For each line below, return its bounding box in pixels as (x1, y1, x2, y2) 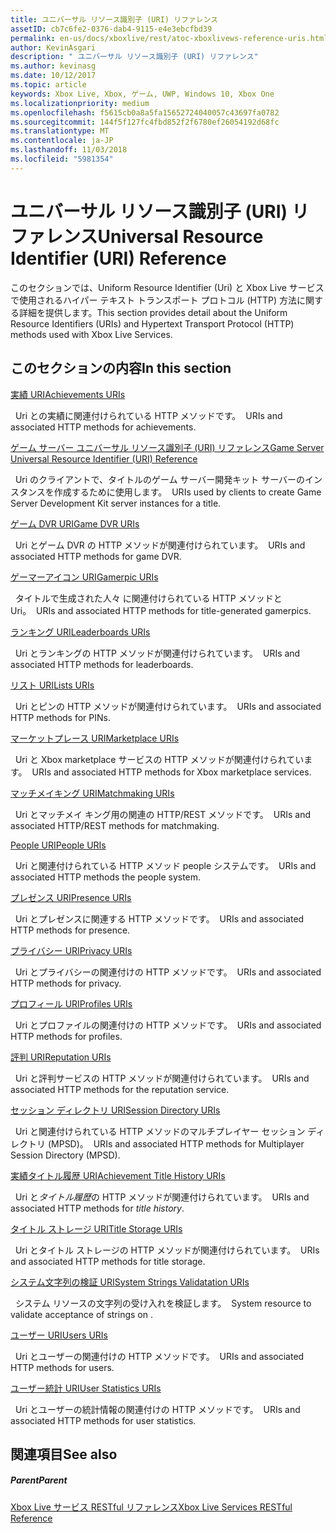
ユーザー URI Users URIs (10, 1329, 109, 1341)
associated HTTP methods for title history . (10, 1202, 185, 1214)
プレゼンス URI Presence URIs (10, 891, 132, 903)
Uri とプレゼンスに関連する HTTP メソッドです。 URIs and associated (14, 912, 305, 925)
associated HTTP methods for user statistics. (10, 1414, 197, 1426)
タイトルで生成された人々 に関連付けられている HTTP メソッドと (14, 592, 283, 604)
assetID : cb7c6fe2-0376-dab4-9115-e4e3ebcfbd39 (10, 24, 213, 34)
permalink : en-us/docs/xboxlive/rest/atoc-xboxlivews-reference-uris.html (10, 33, 329, 43)
